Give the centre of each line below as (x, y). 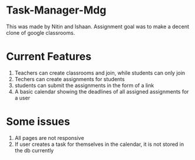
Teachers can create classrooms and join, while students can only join (100, 73)
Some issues (38, 122)
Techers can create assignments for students (70, 79)
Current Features (49, 57)
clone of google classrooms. (41, 32)
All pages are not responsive (49, 138)
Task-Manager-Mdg (56, 10)
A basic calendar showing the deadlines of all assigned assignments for (102, 91)
